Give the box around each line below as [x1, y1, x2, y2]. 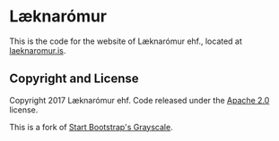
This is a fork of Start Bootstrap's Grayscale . [9, 121, 173, 132]
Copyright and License [9, 71, 139, 87]
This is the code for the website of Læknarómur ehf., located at [9, 36, 242, 46]
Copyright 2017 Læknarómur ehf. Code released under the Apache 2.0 [9, 95, 270, 105]
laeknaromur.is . [9, 45, 66, 55]
